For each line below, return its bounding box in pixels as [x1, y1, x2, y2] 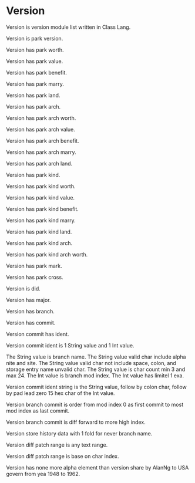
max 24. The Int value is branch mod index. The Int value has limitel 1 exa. [6, 371, 184, 379]
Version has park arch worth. [6, 114, 76, 121]
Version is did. [6, 285, 41, 292]
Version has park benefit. [6, 69, 68, 76]
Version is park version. [6, 35, 63, 42]
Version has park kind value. [6, 194, 75, 201]
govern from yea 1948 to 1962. [6, 470, 80, 477]
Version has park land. [6, 92, 60, 99]
